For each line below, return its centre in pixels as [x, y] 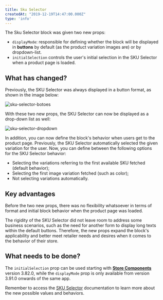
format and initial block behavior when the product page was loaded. [74, 211]
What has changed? [36, 78]
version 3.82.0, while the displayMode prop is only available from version [77, 273]
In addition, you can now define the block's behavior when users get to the [80, 138]
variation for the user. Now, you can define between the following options [79, 148]
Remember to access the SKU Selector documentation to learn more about [80, 288]
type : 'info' [18, 19]
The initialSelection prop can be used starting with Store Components [78, 268]
